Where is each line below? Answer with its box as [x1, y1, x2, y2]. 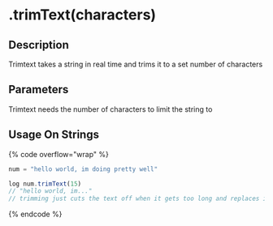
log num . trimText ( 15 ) [8, 180, 82, 188]
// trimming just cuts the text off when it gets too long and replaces [8, 194, 260, 203]
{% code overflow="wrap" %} [8, 149, 110, 159]
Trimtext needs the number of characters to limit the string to [8, 104, 213, 114]
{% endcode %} [8, 209, 63, 220]
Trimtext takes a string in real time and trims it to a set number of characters [8, 59, 263, 69]
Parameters [8, 83, 69, 96]
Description [8, 38, 69, 52]
